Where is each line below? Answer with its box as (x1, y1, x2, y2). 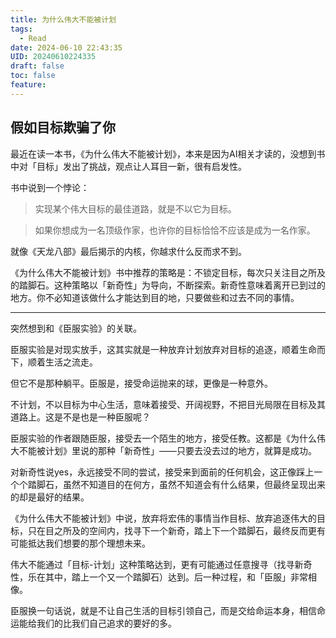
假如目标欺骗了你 (10, 119, 116, 136)
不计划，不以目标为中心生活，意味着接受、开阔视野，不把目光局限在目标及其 (10, 398, 326, 410)
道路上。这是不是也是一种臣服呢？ (10, 411, 151, 423)
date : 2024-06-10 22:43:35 (10, 42, 123, 53)
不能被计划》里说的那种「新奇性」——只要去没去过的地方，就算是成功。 (18, 444, 317, 456)
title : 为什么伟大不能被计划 (10, 14, 117, 25)
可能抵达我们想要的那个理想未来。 (10, 537, 151, 549)
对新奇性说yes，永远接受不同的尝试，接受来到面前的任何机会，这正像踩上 (10, 466, 315, 478)
